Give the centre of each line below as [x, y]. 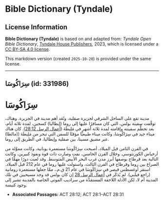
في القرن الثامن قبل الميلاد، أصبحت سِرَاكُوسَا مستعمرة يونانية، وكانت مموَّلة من [77, 149]
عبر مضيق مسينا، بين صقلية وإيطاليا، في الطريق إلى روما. [57, 139]
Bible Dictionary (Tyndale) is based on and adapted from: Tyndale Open [78, 39]
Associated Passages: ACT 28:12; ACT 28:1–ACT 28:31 [68, 195]
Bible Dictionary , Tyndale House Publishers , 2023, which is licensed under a [82, 44]
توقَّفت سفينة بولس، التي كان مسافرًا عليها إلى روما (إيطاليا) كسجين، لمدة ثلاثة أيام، [81, 124]
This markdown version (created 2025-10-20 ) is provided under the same [78, 59]
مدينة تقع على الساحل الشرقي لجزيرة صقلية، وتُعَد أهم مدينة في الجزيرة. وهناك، [77, 118]
